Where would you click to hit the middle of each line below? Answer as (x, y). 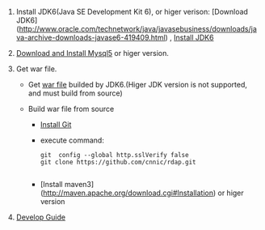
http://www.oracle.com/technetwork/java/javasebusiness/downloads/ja (138, 29)
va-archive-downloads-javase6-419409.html (90, 37)
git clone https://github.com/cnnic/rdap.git (118, 162)
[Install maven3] (67, 184)
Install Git (56, 124)
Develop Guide (41, 217)
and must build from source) (75, 93)
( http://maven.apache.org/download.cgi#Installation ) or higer (142, 193)
